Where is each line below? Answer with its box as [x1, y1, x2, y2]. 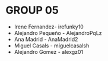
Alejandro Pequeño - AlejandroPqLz [14, 29, 102, 36]
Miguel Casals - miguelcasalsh [14, 42, 90, 49]
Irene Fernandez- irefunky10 [14, 23, 84, 30]
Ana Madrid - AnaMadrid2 [14, 36, 78, 43]
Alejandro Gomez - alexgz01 [14, 48, 84, 55]
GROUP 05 [5, 4, 59, 17]
